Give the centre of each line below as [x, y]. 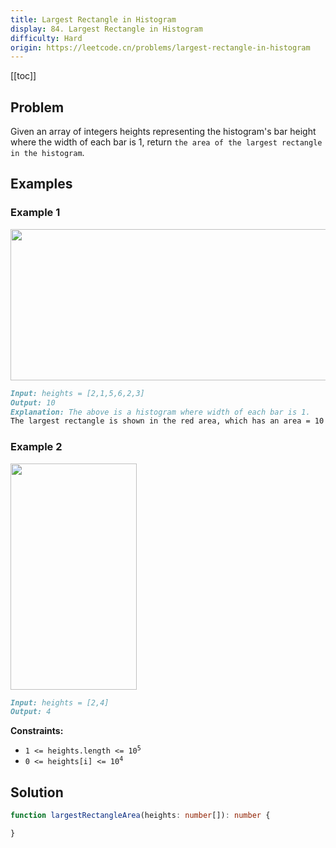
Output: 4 [31, 712]
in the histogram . [47, 153]
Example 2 [36, 447]
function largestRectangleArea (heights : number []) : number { [140, 816]
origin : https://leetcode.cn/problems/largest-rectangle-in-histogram [160, 47]
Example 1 [35, 213]
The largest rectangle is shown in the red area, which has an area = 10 [167, 421]
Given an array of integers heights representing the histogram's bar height [163, 132]
